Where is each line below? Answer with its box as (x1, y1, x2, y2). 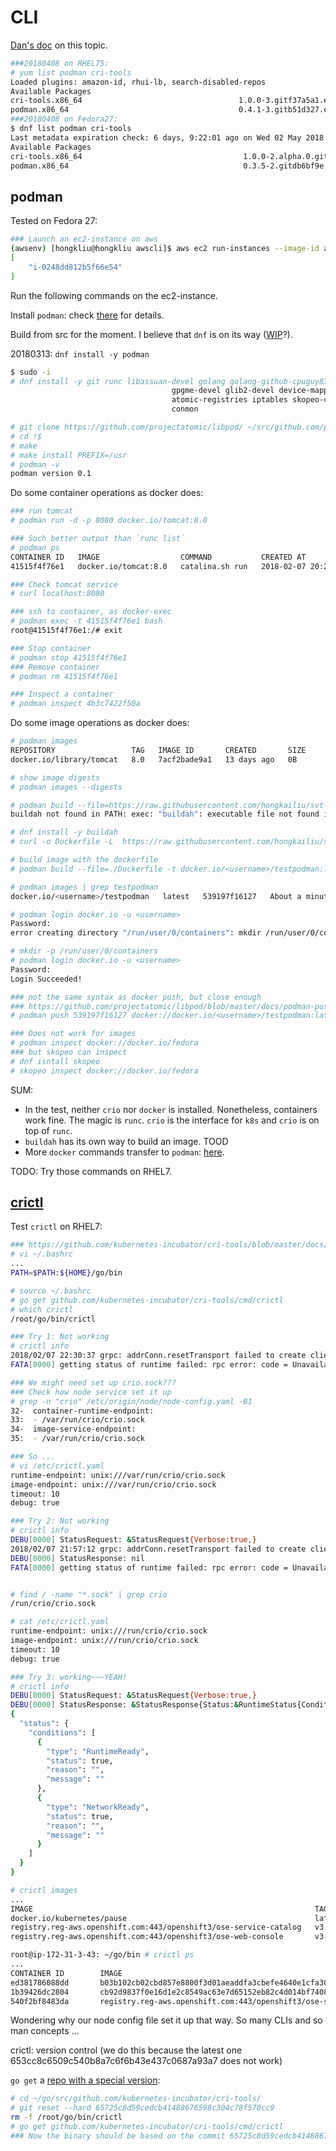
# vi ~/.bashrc (10, 1249, 74, 1260)
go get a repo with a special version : (10, 2074, 161, 2086)
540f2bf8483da (10, 1996, 70, 2006)
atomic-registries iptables (171, 395, 288, 405)
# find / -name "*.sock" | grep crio (10, 1589, 168, 1600)
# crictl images (10, 1885, 78, 1895)
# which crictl (10, 1304, 74, 1315)
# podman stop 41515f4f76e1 (10, 652, 128, 663)
